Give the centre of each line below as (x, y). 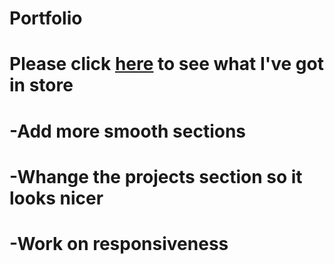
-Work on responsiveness (119, 243)
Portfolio (46, 18)
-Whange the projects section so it (156, 176)
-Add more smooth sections (128, 131)
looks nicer (56, 198)
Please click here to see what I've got (166, 64)
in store (41, 85)
